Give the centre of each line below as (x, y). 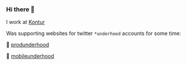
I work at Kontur (26, 22)
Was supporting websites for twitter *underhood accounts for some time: (93, 33)
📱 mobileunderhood (30, 56)
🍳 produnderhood (28, 45)
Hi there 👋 (21, 9)
